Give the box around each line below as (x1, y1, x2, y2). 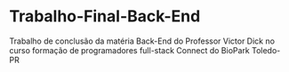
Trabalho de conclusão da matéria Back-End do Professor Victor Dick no (9, 36, 276, 46)
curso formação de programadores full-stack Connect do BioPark (9, 44, 251, 55)
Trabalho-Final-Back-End (9, 6, 201, 27)
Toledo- (252, 44, 281, 55)
